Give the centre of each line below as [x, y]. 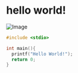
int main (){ [21, 48]
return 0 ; [24, 59]
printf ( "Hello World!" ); [42, 54]
